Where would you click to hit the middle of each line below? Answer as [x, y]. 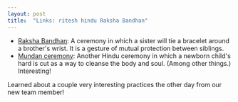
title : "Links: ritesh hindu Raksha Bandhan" [78, 21]
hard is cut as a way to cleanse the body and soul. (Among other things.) [124, 63]
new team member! [36, 92]
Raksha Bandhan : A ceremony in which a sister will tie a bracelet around [123, 40]
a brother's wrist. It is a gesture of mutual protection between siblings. [121, 48]
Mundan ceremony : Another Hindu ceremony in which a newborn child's [124, 56]
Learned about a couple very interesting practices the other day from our [115, 84]
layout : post [27, 14]
